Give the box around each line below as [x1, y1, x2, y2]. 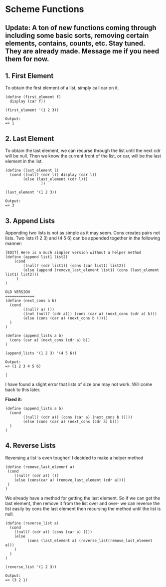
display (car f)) [9, 99, 46, 104]
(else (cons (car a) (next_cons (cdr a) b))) [23, 419, 120, 424]
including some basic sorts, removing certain [5, 31, 149, 39]
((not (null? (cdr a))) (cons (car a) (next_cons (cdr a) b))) [23, 311, 157, 316]
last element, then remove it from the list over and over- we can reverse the [5, 500, 160, 506]
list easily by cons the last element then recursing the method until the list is [5, 505, 161, 511]
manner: [5, 240, 22, 246]
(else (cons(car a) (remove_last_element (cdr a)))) [14, 477, 126, 482]
